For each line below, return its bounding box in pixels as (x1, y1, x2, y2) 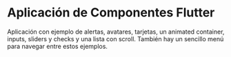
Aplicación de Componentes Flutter (7, 5, 215, 21)
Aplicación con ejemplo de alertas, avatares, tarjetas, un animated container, (7, 27, 225, 36)
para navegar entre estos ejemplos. (7, 42, 108, 50)
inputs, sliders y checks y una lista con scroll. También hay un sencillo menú (7, 34, 224, 43)
